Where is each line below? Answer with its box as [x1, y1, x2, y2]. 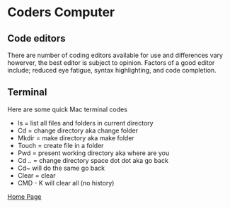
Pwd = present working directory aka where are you [17, 149, 170, 157]
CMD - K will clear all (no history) [17, 178, 115, 187]
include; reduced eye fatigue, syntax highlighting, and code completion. [7, 66, 217, 74]
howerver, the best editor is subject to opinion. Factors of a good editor [7, 59, 215, 67]
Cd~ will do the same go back [17, 164, 105, 172]
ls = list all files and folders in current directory [17, 118, 154, 127]
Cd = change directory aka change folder [17, 126, 139, 135]
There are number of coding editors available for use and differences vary [7, 51, 223, 59]
